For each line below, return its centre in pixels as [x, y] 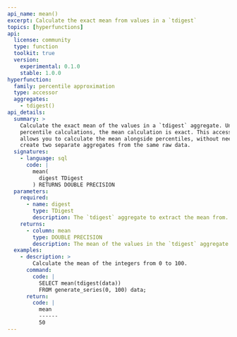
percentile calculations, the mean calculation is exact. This [115, 132]
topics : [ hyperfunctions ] [45, 27]
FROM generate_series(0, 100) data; [92, 290]
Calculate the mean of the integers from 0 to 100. [110, 264]
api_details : [26, 112]
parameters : [31, 191]
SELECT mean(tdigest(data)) [80, 283]
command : [39, 270]
